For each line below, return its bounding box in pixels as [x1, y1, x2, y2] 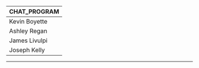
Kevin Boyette [9, 18, 48, 25]
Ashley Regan [9, 27, 47, 35]
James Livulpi [9, 36, 48, 45]
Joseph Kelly [9, 46, 46, 54]
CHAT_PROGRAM [9, 8, 59, 15]
